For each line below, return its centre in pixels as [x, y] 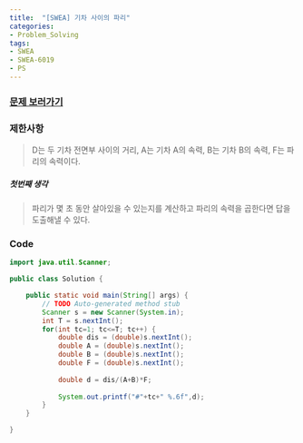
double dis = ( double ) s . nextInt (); [125, 338]
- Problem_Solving [44, 34]
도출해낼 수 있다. [61, 220]
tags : [20, 43]
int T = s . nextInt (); [83, 320]
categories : [32, 26]
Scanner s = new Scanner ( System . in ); [113, 312]
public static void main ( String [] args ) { [107, 296]
